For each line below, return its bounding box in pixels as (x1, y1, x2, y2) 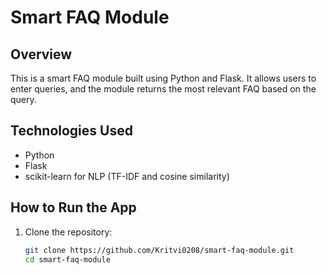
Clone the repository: (24, 226, 113, 238)
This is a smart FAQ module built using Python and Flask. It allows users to (10, 72, 317, 84)
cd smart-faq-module (24, 254, 111, 265)
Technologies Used (10, 122, 133, 140)
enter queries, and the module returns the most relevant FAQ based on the (10, 83, 317, 95)
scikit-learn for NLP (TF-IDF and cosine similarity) (24, 170, 230, 182)
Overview (10, 46, 73, 63)
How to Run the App (10, 199, 137, 216)
